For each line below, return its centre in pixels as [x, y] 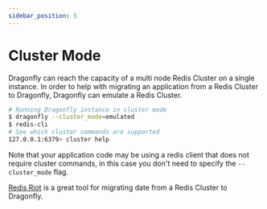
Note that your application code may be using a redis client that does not [129, 154]
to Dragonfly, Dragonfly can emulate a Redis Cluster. [95, 95]
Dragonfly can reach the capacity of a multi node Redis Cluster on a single [131, 78]
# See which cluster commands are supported [84, 132]
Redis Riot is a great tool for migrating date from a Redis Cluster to [118, 187]
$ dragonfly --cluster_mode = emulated [72, 117]
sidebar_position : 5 [43, 16]
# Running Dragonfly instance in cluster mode [88, 109]
